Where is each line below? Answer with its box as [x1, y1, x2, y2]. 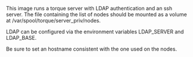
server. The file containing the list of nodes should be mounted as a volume [6, 11, 187, 18]
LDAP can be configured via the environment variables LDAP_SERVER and [6, 28, 184, 35]
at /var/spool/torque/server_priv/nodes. [6, 17, 101, 24]
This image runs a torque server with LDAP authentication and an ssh [6, 5, 173, 12]
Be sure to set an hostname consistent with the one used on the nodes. [6, 45, 177, 52]
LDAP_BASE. [6, 35, 37, 41]
